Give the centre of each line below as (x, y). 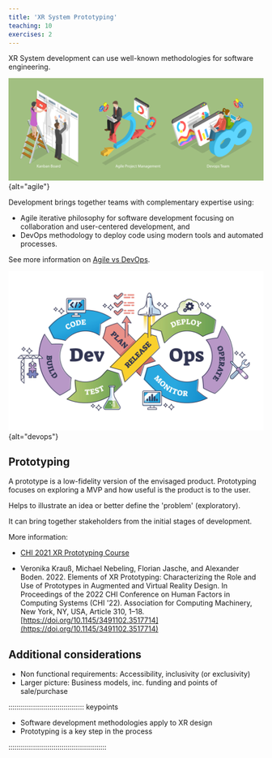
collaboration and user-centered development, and (105, 226)
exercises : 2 (30, 34)
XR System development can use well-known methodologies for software (131, 58)
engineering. (30, 67)
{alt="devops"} (34, 436)
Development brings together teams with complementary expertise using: (131, 202)
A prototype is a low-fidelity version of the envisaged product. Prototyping (132, 481)
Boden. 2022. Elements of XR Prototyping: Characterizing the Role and (138, 577)
